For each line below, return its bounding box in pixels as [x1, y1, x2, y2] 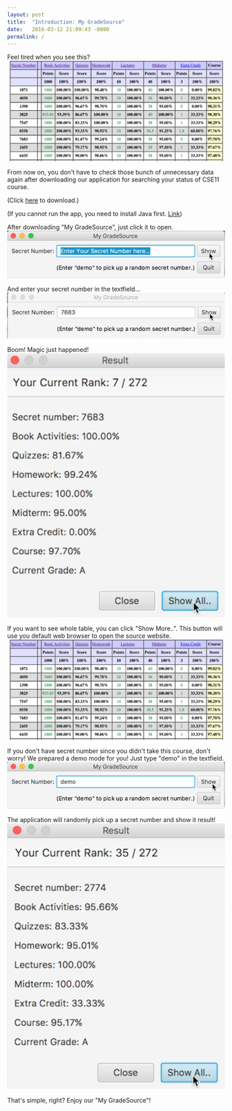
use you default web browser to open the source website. [7, 632, 171, 640]
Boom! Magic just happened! [7, 346, 89, 354]
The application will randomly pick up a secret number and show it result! [7, 815, 216, 824]
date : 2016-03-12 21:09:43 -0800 [7, 26, 110, 33]
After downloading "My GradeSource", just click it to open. [7, 223, 174, 231]
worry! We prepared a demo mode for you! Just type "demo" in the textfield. [7, 754, 224, 763]
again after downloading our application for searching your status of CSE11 [7, 175, 220, 184]
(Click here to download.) [7, 196, 79, 204]
